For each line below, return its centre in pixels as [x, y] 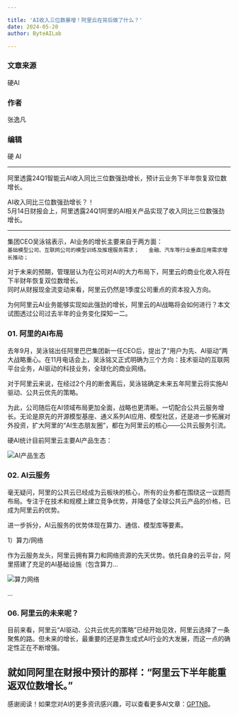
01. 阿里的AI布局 [35, 334]
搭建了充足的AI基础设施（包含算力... [66, 564]
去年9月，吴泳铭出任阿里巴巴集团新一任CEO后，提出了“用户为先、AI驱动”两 [118, 350]
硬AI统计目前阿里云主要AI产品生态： [60, 440]
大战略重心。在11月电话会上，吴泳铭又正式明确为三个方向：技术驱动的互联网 [119, 359]
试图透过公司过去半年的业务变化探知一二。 [69, 314]
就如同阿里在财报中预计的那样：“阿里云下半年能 [112, 672]
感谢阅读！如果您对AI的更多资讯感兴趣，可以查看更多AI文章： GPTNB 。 [111, 704]
